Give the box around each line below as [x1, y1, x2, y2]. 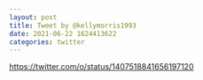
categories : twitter [9, 37, 86, 47]
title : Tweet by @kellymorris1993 [9, 21, 137, 30]
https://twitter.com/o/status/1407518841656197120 [9, 62, 194, 72]
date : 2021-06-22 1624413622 [9, 29, 117, 38]
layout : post [9, 12, 58, 22]
